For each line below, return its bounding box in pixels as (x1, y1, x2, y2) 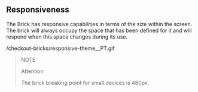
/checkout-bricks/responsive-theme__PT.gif (6, 45, 115, 52)
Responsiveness (6, 5, 70, 15)
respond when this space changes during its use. (6, 33, 128, 40)
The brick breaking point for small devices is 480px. (20, 79, 150, 86)
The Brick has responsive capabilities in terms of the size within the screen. (6, 20, 193, 27)
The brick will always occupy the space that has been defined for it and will (6, 27, 192, 34)
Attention (20, 68, 44, 75)
